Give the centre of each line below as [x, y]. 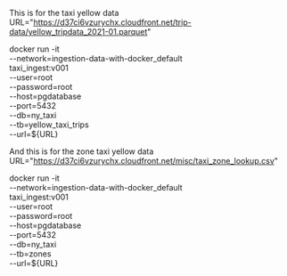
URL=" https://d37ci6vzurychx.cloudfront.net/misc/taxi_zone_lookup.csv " [144, 161]
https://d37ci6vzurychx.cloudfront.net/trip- [112, 22]
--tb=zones [30, 254]
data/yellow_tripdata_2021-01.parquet [78, 32]
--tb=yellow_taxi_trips [49, 125]
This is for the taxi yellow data [64, 13]
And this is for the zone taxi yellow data [82, 151]
